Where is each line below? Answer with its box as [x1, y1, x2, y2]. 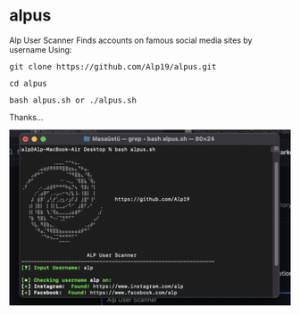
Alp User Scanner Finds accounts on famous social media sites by [9, 35, 253, 46]
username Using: [9, 44, 72, 54]
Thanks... [9, 112, 44, 122]
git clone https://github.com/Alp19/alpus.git [9, 62, 217, 71]
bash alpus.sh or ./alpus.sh [9, 95, 137, 105]
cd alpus [9, 78, 47, 88]
